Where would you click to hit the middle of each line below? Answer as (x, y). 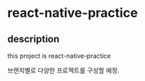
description (33, 39)
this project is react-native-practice (59, 56)
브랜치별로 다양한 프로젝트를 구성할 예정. (63, 70)
